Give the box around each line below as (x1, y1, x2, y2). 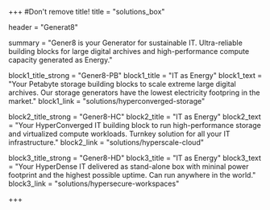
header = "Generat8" (8, 23, 79, 31)
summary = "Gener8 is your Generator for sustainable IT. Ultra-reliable (8, 38, 243, 47)
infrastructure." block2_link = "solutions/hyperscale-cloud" (8, 138, 204, 147)
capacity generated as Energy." (8, 56, 113, 64)
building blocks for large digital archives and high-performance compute (8, 47, 250, 56)
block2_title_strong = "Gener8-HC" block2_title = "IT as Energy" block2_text (8, 112, 262, 121)
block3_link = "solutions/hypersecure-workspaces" (8, 179, 180, 188)
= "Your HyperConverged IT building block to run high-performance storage (8, 121, 262, 130)
